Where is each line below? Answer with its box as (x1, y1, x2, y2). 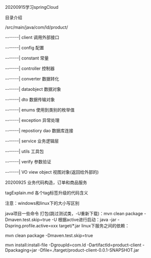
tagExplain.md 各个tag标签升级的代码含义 (5, 190, 89, 196)
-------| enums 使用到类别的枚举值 (5, 107, 75, 113)
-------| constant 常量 (5, 55, 49, 61)
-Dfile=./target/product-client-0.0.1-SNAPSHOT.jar (38, 247, 139, 253)
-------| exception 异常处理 (5, 118, 60, 123)
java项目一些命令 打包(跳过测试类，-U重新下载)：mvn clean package (5, 211, 143, 216)
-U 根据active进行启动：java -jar (52, 217, 117, 222)
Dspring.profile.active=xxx (5, 223, 58, 228)
